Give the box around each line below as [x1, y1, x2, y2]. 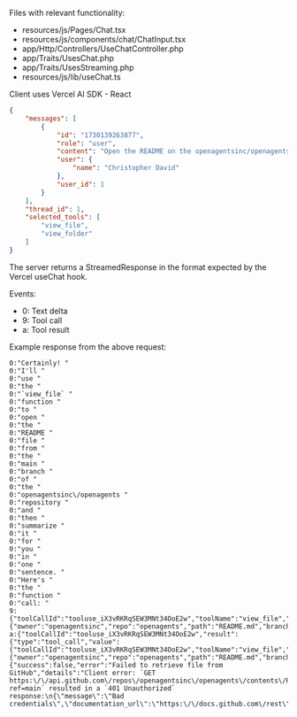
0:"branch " [9, 466, 53, 476]
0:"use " [9, 374, 42, 383]
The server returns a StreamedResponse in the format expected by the [9, 261, 267, 273]
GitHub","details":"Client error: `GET [9, 668, 156, 677]
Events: [9, 288, 37, 299]
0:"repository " [9, 497, 69, 507]
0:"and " [9, 505, 42, 514]
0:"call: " [9, 598, 49, 607]
